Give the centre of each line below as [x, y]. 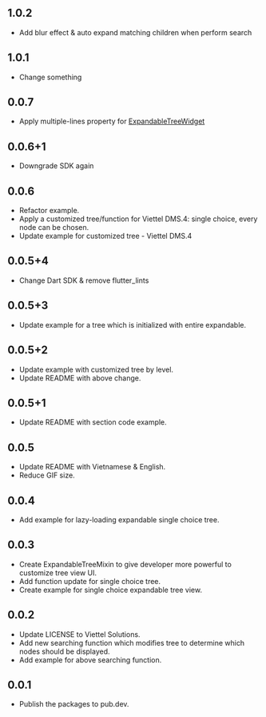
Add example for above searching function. [90, 659]
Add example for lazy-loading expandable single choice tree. [119, 519]
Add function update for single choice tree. [90, 581]
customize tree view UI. [58, 573]
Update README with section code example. [93, 422]
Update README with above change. [80, 378]
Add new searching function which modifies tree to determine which [132, 642]
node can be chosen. [54, 228]
